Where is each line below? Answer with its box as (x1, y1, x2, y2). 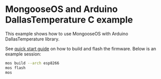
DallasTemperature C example (5, 14, 133, 25)
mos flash (5, 65, 26, 70)
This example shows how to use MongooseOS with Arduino (5, 30, 128, 36)
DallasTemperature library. (5, 36, 60, 42)
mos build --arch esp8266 (5, 60, 59, 65)
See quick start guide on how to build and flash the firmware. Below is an (5, 45, 156, 51)
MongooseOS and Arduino (5, 3, 118, 15)
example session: (5, 51, 42, 57)
